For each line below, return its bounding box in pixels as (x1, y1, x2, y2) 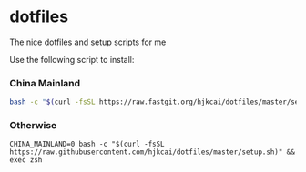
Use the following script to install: (9, 54, 135, 65)
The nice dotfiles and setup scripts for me (9, 36, 167, 47)
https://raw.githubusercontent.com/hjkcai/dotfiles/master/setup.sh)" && (9, 147, 296, 157)
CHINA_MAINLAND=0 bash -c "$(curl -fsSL (9, 139, 166, 149)
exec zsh (9, 156, 43, 165)
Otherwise (9, 119, 57, 132)
